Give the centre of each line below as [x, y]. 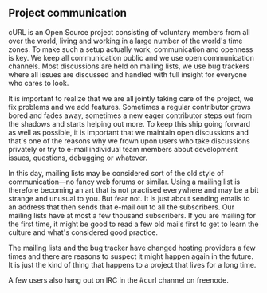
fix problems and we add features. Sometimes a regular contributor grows [130, 107]
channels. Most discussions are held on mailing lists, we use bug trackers [129, 66]
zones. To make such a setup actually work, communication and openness [131, 49]
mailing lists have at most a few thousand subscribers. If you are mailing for [132, 215]
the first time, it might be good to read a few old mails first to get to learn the [133, 224]
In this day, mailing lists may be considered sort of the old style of [116, 173]
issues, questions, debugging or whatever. [78, 158]
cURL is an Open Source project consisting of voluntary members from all [129, 32]
